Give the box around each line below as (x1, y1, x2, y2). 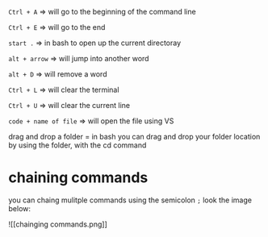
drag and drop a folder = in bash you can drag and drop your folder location (8, 132, 261, 141)
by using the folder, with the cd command (8, 140, 147, 150)
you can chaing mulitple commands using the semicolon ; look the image (8, 195, 253, 205)
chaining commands (8, 168, 149, 187)
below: (8, 203, 31, 213)
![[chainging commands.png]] (8, 219, 107, 229)
